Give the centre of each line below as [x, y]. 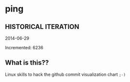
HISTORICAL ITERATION [42, 27]
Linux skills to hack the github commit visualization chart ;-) [65, 74]
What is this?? [27, 63]
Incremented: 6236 [24, 48]
